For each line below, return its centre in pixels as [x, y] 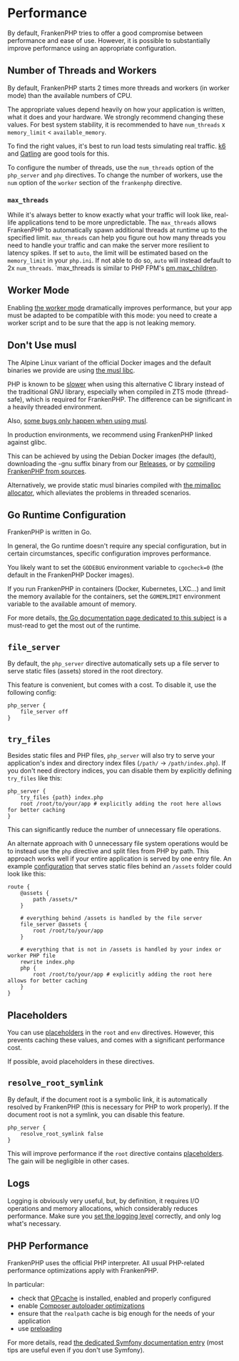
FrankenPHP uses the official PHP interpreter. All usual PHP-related [106, 1263]
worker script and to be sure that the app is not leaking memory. [102, 322]
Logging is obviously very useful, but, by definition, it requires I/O [103, 1201]
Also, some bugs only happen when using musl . [78, 420]
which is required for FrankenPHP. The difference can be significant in [129, 399]
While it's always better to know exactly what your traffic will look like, [110, 215]
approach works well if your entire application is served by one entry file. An [119, 858]
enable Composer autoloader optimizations [81, 1306]
